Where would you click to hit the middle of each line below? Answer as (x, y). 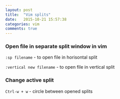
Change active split (30, 80)
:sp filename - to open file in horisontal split (51, 57)
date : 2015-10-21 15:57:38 (36, 19)
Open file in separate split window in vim (56, 46)
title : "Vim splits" (28, 15)
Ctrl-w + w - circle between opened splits (49, 91)
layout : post (19, 10)
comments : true (21, 29)
